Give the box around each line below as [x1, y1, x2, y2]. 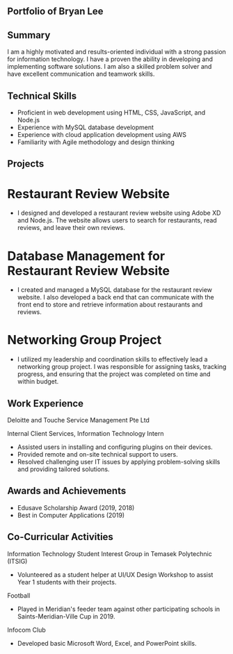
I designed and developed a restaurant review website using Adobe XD [17, 209, 221, 218]
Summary [7, 29, 51, 41]
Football [7, 591, 31, 600]
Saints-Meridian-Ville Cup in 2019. [17, 612, 115, 621]
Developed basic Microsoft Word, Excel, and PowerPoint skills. [17, 639, 197, 647]
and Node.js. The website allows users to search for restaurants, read [17, 216, 217, 224]
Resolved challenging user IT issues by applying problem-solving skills [17, 458, 220, 466]
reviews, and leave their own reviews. [17, 224, 125, 232]
